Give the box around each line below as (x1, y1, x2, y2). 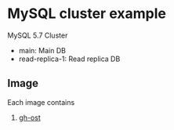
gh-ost (18, 113, 41, 122)
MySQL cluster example (7, 5, 166, 23)
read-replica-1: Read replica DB (18, 54, 121, 63)
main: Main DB (18, 45, 66, 55)
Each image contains (7, 97, 75, 107)
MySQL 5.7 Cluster (7, 31, 68, 40)
